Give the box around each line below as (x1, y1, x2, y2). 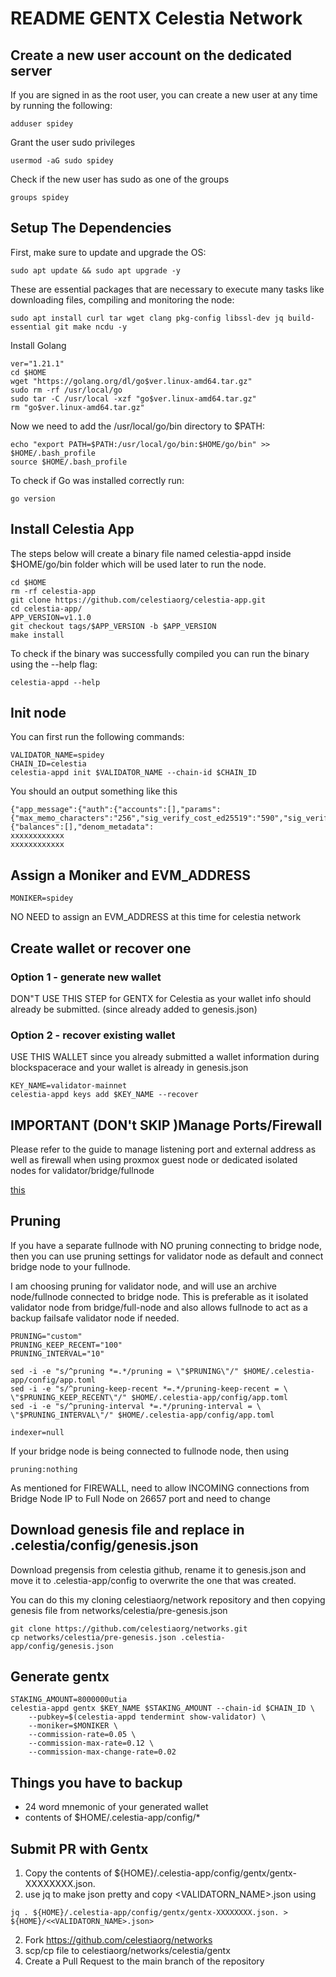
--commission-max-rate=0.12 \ (28, 1738, 155, 1749)
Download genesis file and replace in (10, 1522, 245, 1539)
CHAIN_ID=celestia (10, 759, 87, 769)
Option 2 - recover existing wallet (10, 1028, 176, 1042)
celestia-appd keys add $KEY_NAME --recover (10, 1090, 199, 1100)
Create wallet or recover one (10, 940, 192, 957)
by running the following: (10, 100, 113, 111)
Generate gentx (10, 1668, 110, 1686)
